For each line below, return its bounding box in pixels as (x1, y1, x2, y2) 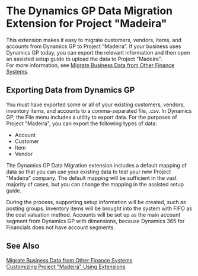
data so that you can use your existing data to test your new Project (6, 168, 171, 175)
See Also (6, 241, 40, 251)
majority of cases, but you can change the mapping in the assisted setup (6, 180, 184, 188)
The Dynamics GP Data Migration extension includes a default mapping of (6, 161, 187, 169)
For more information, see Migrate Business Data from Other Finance (6, 61, 175, 69)
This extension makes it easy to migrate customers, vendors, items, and (6, 36, 182, 43)
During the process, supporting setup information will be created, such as (6, 198, 186, 205)
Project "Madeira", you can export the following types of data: (6, 120, 157, 127)
